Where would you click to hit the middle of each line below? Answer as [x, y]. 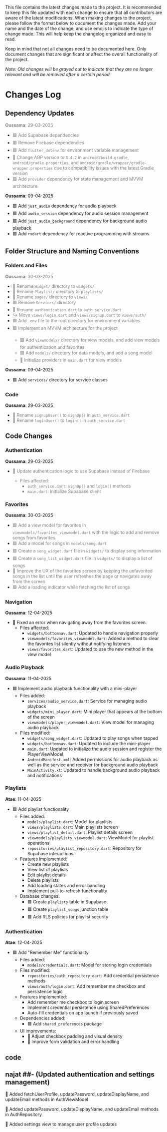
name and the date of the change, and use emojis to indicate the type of [79, 29]
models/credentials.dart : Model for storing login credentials [89, 965]
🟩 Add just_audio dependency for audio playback [64, 206]
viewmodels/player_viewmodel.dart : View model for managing [90, 722]
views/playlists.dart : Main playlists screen [73, 827]
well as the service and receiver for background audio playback [93, 765]
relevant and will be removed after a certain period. [58, 74]
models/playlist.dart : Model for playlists [70, 821]
